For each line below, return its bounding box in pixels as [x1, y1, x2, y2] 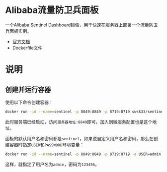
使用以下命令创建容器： [5, 99, 53, 105]
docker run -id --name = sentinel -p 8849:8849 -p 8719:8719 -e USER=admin [5, 152, 162, 157]
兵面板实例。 [5, 28, 31, 34]
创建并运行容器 [5, 85, 51, 94]
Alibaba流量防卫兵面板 [5, 4, 99, 16]
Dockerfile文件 [12, 45, 43, 51]
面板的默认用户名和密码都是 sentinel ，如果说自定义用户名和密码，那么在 [5, 135, 154, 141]
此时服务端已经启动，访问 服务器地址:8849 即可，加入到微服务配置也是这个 [5, 118, 153, 124]
